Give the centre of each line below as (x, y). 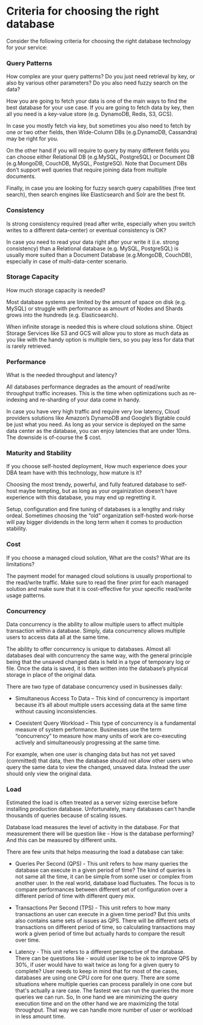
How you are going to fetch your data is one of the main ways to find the (97, 101)
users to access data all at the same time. (58, 637)
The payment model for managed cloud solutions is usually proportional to (99, 576)
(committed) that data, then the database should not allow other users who (100, 761)
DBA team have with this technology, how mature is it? (74, 473)
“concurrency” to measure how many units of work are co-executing (101, 736)
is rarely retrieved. (29, 346)
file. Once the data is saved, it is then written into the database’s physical (97, 668)
